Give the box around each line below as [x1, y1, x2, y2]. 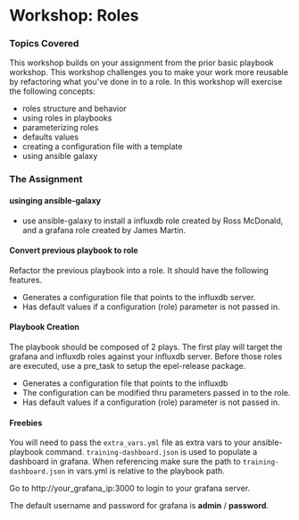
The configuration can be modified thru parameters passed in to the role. [21, 388, 291, 398]
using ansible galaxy [21, 151, 98, 162]
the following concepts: [9, 86, 96, 96]
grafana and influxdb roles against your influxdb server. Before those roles [9, 351, 283, 362]
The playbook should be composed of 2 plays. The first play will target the [9, 341, 283, 353]
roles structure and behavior [21, 104, 127, 114]
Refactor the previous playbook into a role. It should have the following [9, 264, 270, 275]
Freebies [9, 417, 43, 428]
